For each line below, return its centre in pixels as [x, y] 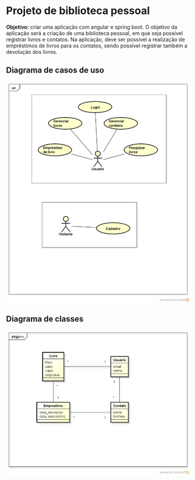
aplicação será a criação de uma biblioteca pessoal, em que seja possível [94, 33]
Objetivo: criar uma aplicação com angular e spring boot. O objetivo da [92, 27]
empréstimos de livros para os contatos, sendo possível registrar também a [97, 46]
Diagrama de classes [45, 319]
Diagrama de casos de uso [55, 71]
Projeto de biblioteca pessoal [78, 11]
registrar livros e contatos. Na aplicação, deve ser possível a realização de [95, 39]
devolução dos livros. [32, 52]
